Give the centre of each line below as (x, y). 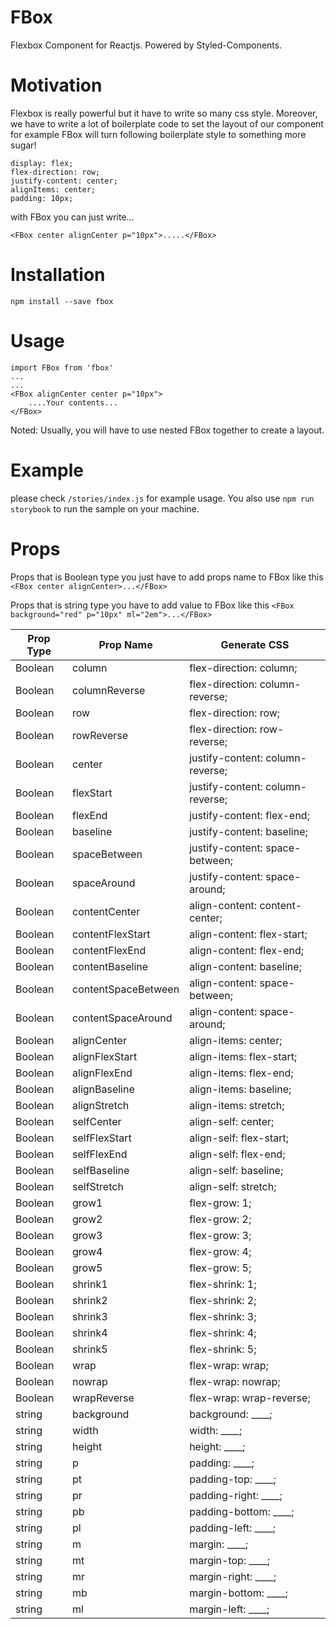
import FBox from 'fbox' (62, 367)
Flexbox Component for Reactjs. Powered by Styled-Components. (146, 45)
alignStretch (101, 1105)
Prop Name (125, 644)
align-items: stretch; (237, 1105)
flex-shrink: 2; (223, 1300)
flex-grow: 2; (220, 1219)
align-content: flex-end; (247, 950)
